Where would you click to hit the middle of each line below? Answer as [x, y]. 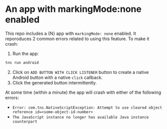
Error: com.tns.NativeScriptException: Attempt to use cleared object [87, 108]
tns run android [22, 63]
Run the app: [25, 54]
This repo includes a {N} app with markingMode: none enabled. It [71, 33]
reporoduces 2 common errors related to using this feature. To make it [77, 39]
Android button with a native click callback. [58, 77]
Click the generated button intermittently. [55, 82]
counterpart [25, 122]
